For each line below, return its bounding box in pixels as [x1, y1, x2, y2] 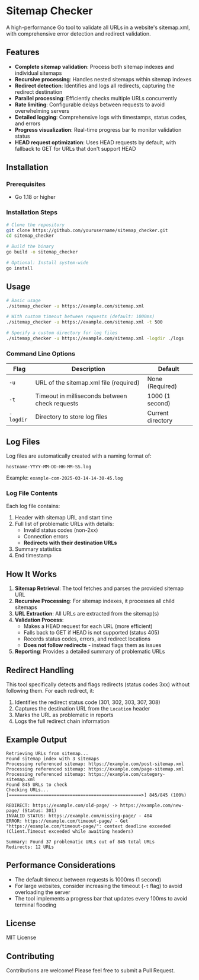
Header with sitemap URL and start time [14, 514, 113, 521]
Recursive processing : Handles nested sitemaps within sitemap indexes [14, 75, 192, 83]
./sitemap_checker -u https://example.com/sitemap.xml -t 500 [6, 319, 163, 325]
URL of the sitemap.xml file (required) [35, 379, 140, 387]
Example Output [6, 735, 67, 745]
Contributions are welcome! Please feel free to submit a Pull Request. [6, 967, 175, 974]
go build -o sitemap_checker [6, 249, 78, 255]
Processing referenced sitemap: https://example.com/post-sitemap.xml [6, 761, 184, 767]
